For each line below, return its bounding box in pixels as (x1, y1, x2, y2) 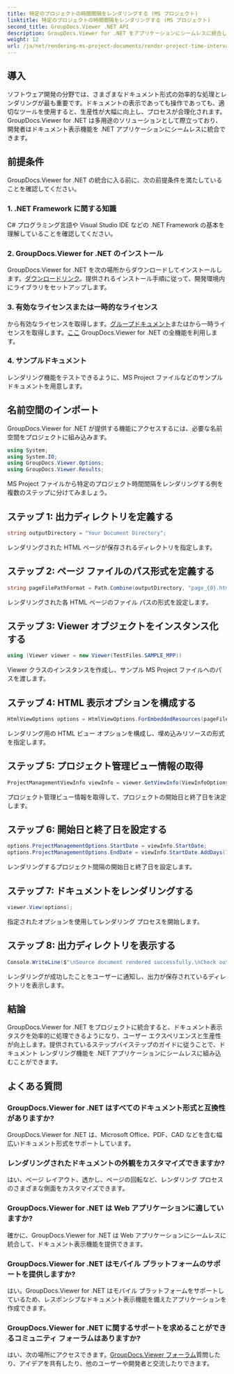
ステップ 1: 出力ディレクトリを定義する (7, 510, 174, 523)
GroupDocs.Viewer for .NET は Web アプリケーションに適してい (7, 1203, 224, 1213)
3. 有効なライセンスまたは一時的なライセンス (7, 303, 158, 312)
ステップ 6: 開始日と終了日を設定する (7, 823, 167, 835)
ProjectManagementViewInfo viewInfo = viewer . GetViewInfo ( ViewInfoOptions (7, 779, 229, 786)
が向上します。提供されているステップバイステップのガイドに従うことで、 (7, 1040, 219, 1049)
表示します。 (31, 981, 68, 989)
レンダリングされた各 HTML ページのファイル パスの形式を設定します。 (7, 597, 212, 606)
